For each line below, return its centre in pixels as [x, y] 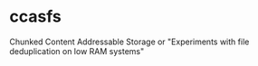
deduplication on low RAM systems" [77, 51]
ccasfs [35, 17]
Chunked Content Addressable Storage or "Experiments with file [129, 42]
